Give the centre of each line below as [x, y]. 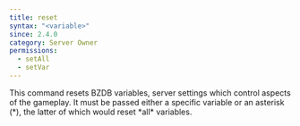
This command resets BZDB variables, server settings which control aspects [150, 92]
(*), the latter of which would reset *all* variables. [101, 112]
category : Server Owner [54, 42]
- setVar [34, 68]
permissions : [34, 51]
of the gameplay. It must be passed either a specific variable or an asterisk [147, 102]
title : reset [34, 17]
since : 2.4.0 [34, 34]
